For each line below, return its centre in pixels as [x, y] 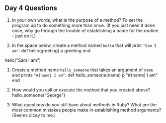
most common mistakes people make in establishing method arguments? [86, 110]
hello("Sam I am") [23, 60]
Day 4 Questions [31, 8]
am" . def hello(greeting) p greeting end [51, 50]
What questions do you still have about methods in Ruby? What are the [84, 104]
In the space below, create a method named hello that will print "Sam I [84, 45]
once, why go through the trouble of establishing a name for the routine [85, 30]
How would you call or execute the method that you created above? [81, 90]
